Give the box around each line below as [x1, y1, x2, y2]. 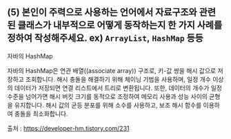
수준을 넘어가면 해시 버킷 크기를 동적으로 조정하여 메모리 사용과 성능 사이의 [7, 92, 208, 100]
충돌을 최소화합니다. [14, 109, 68, 118]
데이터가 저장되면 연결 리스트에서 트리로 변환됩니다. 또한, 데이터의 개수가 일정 [14, 83, 223, 92]
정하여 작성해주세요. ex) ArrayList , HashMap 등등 [7, 32, 203, 44]
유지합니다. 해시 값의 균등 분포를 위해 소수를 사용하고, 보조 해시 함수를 [14, 100, 202, 109]
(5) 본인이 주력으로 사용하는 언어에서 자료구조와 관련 [7, 6, 216, 19]
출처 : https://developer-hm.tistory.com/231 [7, 124, 130, 132]
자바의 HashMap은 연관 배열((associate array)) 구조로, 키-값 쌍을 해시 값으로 [7, 66, 216, 74]
